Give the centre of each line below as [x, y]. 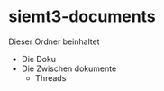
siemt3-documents [82, 17]
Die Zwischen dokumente [69, 68]
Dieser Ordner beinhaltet [54, 41]
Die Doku [38, 59]
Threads [50, 77]
